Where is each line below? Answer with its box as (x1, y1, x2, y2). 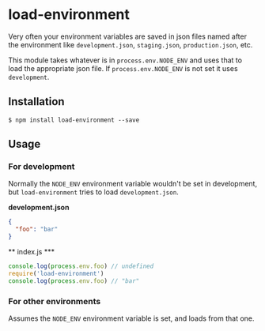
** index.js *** (8, 247, 55, 257)
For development (8, 161, 75, 172)
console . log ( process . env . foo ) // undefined (8, 262, 154, 270)
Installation (8, 95, 65, 108)
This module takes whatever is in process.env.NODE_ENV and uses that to (8, 55, 243, 65)
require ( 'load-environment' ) (8, 269, 104, 277)
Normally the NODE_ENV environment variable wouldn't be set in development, (8, 179, 258, 189)
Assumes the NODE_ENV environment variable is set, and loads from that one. (8, 314, 255, 323)
